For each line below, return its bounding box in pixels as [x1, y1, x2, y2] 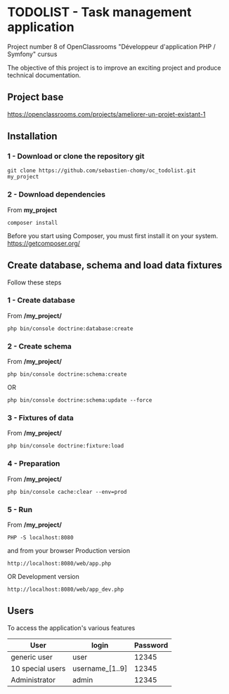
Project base [7, 91, 64, 103]
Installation [7, 131, 58, 143]
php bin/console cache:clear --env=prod [7, 488, 128, 495]
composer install [7, 219, 58, 226]
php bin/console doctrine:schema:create [7, 371, 128, 378]
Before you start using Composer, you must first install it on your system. [7, 231, 218, 240]
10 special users [11, 663, 66, 673]
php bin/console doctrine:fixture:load [7, 443, 124, 450]
